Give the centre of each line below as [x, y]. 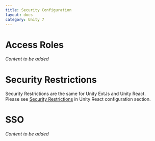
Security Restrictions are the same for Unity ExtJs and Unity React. [76, 94]
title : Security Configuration [38, 10]
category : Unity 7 [25, 19]
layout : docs [19, 15]
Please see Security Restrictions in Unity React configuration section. [78, 99]
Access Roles [35, 45]
